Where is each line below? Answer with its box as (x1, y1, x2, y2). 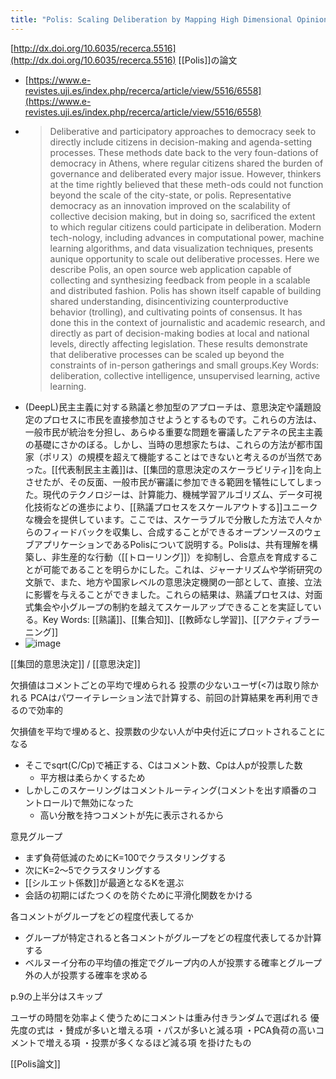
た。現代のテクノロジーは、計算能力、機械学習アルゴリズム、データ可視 (24, 488, 323, 500)
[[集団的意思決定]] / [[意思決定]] (10, 657, 141, 670)
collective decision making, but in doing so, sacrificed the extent (49, 210, 316, 222)
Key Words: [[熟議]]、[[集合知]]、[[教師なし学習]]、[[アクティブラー (42, 613, 320, 625)
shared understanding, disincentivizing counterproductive (49, 295, 289, 307)
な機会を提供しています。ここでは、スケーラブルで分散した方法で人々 (24, 513, 313, 525)
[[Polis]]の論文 (178, 54, 238, 66)
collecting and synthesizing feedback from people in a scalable (49, 274, 311, 286)
